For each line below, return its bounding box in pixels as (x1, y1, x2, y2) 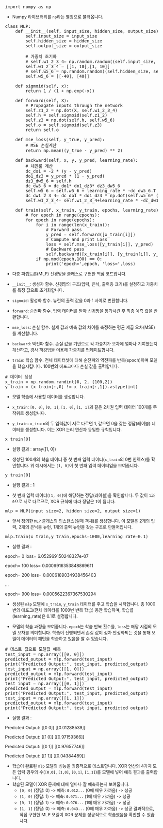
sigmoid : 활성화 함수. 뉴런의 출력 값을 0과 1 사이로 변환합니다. (12, 298, 129, 303)
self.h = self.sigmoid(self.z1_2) (25, 113, 108, 118)
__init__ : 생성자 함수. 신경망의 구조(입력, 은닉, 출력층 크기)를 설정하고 (12, 281, 145, 287)
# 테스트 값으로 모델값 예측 (5, 646, 61, 652)
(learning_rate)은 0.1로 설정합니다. (12, 613, 78, 619)
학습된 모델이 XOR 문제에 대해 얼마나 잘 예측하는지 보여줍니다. (12, 781, 130, 787)
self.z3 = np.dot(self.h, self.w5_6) (25, 117, 115, 123)
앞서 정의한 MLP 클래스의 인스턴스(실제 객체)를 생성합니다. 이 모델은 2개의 (12, 518, 150, 524)
